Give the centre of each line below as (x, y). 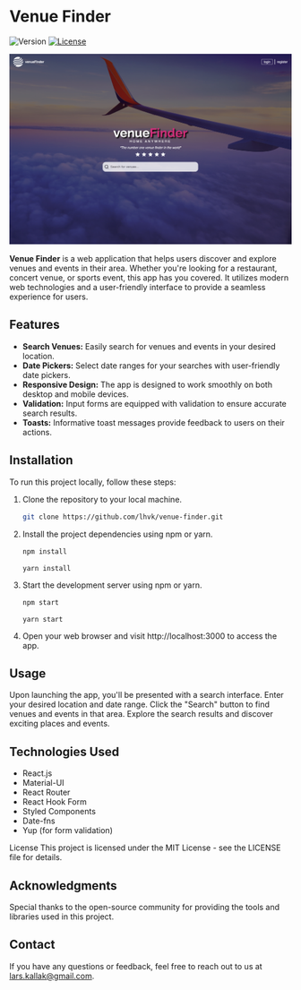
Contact (32, 945)
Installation (41, 460)
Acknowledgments (64, 886)
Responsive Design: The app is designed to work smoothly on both (147, 384)
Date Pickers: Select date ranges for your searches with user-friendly (151, 366)
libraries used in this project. (62, 917)
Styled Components (59, 812)
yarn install (47, 568)
